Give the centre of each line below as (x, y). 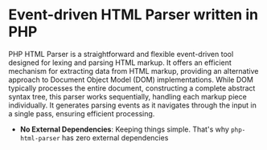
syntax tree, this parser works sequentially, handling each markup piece (127, 96)
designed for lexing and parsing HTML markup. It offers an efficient (120, 63)
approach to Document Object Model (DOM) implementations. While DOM (131, 79)
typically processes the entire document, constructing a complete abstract (132, 88)
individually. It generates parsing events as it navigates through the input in (133, 105)
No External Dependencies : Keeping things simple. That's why (124, 129)
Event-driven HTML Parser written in (133, 15)
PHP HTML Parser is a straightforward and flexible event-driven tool (121, 54)
